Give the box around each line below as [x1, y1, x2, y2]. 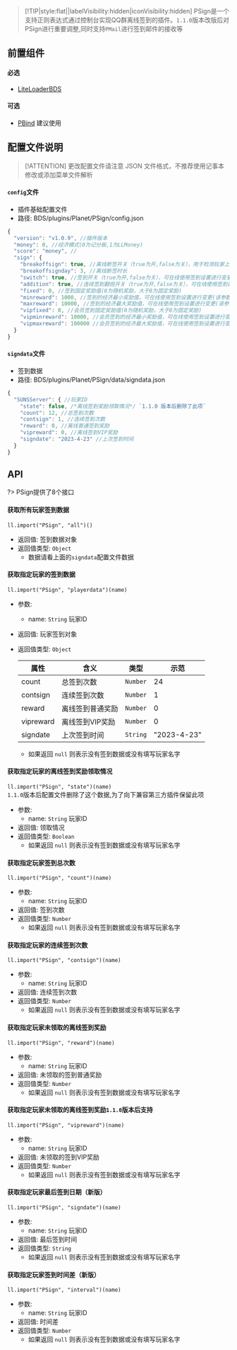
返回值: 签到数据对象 [17, 534, 78, 544]
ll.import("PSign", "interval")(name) [7, 1286, 121, 1294]
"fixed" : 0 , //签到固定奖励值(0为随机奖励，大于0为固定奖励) [20, 287, 182, 294]
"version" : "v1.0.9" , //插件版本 [13, 234, 108, 241]
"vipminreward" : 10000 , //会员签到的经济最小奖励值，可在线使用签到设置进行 [20, 314, 226, 321]
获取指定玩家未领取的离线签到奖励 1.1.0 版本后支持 [7, 1106, 153, 1114]
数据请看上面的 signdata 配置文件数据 [28, 552, 134, 561]
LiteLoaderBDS [17, 84, 62, 93]
